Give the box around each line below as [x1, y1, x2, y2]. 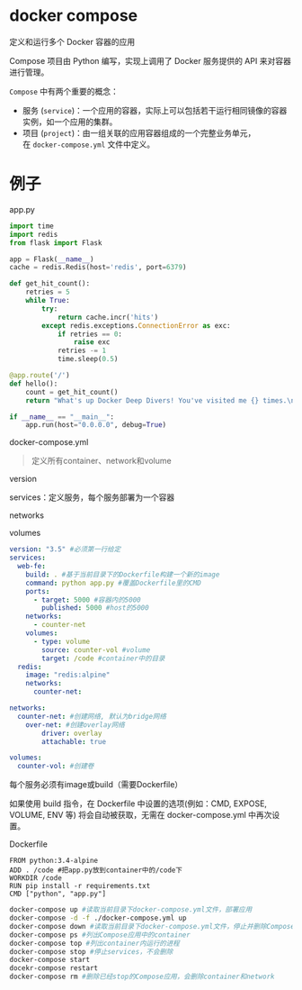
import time [9, 222, 54, 231]
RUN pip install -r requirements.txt [9, 882, 151, 891]
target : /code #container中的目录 [41, 654, 165, 663]
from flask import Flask [9, 238, 102, 248]
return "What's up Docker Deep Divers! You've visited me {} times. [25, 395, 288, 405]
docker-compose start [9, 956, 91, 965]
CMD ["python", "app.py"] [9, 889, 106, 899]
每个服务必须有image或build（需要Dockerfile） [9, 779, 183, 790]
